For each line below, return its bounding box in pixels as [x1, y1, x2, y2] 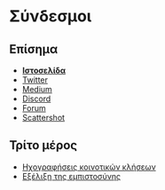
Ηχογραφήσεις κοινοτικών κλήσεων [21, 162, 157, 172]
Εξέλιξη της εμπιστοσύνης [21, 170, 122, 181]
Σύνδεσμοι [9, 6, 92, 27]
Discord [21, 93, 51, 104]
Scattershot [21, 113, 65, 123]
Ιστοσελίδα [21, 65, 67, 75]
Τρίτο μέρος [9, 138, 78, 153]
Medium [21, 84, 53, 94]
